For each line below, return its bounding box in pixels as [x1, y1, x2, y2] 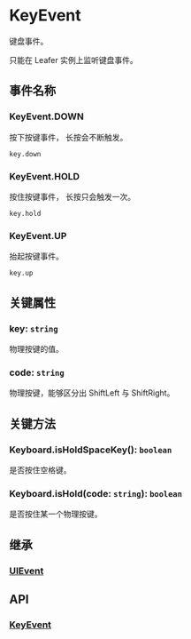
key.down [9, 149, 42, 158]
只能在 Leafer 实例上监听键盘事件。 [9, 54, 139, 65]
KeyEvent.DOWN [9, 110, 84, 123]
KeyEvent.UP [9, 229, 67, 242]
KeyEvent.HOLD [9, 170, 80, 182]
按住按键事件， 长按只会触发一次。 [9, 191, 135, 202]
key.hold [9, 209, 42, 218]
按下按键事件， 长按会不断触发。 [9, 132, 128, 142]
